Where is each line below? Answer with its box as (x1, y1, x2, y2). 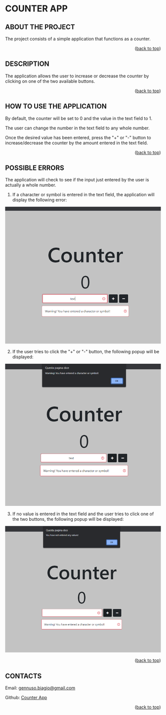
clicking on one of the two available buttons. (5, 78, 95, 84)
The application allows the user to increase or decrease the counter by (5, 73, 149, 79)
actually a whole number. (5, 182, 56, 188)
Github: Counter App (5, 695, 47, 701)
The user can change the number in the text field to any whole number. (5, 125, 150, 131)
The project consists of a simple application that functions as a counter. (5, 36, 151, 42)
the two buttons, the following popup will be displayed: (12, 516, 124, 522)
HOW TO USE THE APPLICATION (5, 102, 107, 110)
